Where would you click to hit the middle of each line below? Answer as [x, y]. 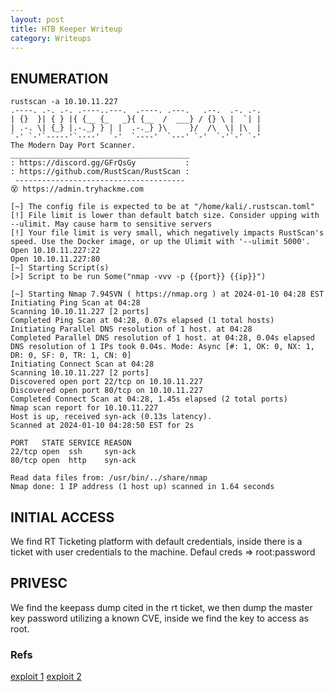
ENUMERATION [59, 78]
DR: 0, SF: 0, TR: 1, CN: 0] [71, 356]
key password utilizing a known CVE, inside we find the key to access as [159, 618]
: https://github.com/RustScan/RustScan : [100, 172]
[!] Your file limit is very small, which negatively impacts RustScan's [167, 233]
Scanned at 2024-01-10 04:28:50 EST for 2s [102, 426]
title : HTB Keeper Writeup [66, 29]
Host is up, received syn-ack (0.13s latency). [111, 417]
